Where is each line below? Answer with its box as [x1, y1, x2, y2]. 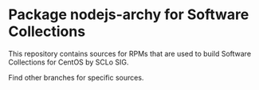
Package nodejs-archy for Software [8, 6, 249, 24]
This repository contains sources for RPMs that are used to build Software [8, 49, 252, 58]
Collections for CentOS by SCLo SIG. [8, 57, 129, 67]
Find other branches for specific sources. [8, 72, 144, 82]
